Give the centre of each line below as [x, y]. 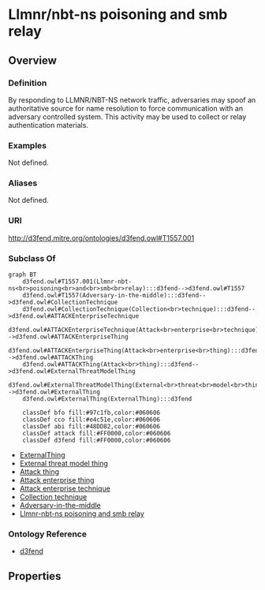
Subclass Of [32, 258]
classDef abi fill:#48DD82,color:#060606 [91, 427]
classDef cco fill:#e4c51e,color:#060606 [91, 420]
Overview [33, 60]
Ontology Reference [47, 534]
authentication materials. [49, 125]
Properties [35, 576]
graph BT [22, 275]
